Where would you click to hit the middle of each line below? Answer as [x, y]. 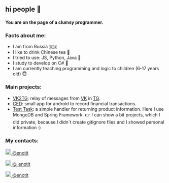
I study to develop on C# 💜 [40, 63]
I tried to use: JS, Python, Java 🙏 [47, 58]
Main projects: [24, 87]
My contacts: [22, 140]
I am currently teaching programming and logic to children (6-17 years [86, 69]
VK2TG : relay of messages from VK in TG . [56, 98]
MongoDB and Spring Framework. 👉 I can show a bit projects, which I [86, 114]
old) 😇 [20, 74]
